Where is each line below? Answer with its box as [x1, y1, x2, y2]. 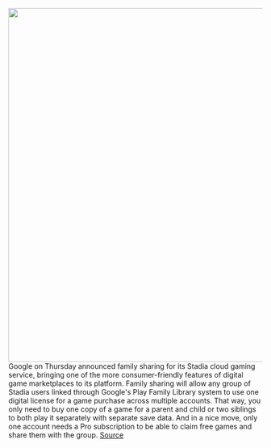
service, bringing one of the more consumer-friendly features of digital [8, 370, 244, 379]
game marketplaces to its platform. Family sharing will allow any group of [8, 378, 252, 388]
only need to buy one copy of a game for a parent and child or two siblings [8, 404, 256, 414]
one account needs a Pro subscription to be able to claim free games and [8, 421, 252, 431]
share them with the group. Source [8, 430, 124, 440]
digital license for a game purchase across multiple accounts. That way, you [8, 396, 261, 405]
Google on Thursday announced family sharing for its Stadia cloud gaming [8, 361, 256, 371]
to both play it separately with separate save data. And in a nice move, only [8, 413, 258, 422]
